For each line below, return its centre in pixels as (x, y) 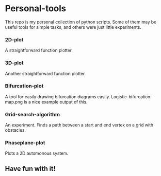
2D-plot (14, 39)
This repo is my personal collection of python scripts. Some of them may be (81, 22)
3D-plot (14, 63)
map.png (14, 102)
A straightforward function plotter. (39, 50)
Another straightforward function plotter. (45, 73)
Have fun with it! (30, 168)
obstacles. (15, 130)
